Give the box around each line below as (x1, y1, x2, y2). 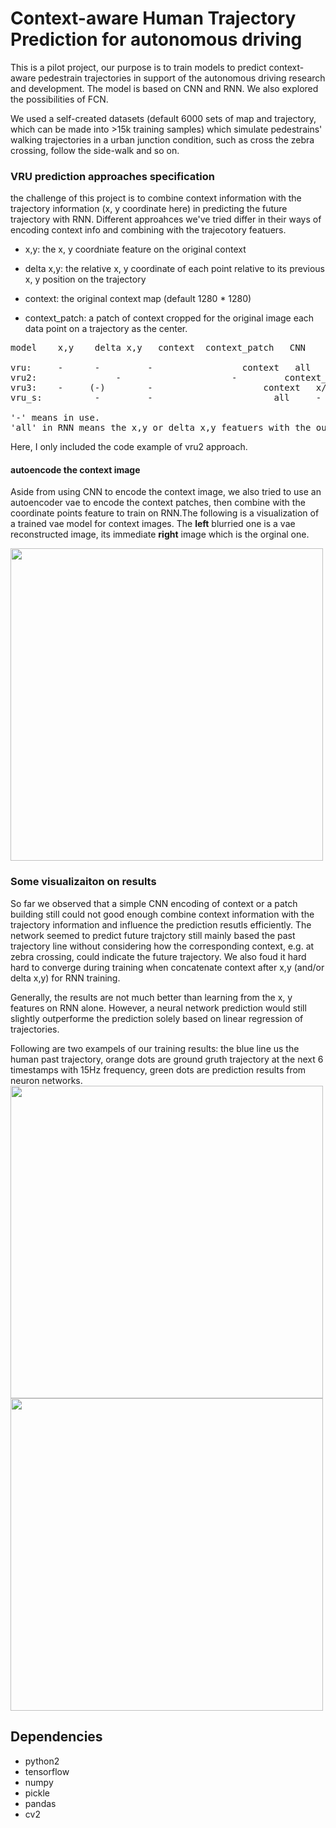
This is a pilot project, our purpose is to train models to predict (10, 61, 267, 73)
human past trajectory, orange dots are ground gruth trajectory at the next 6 (10, 1053, 324, 1065)
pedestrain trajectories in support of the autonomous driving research (38, 72, 326, 84)
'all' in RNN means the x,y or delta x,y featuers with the (10, 422, 312, 434)
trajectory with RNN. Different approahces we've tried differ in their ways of (10, 213, 322, 226)
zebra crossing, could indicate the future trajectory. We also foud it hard (10, 950, 307, 962)
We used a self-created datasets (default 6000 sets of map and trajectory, (10, 112, 317, 124)
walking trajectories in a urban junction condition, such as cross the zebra (10, 133, 315, 146)
